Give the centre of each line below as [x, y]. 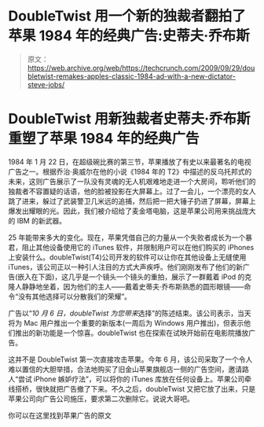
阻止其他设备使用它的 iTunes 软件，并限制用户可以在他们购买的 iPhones [138, 247]
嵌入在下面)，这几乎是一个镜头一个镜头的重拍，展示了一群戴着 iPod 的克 [135, 277]
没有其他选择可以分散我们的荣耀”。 [75, 296]
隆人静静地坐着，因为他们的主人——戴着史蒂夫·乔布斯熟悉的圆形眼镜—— [126, 286]
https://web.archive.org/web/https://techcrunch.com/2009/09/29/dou [141, 68]
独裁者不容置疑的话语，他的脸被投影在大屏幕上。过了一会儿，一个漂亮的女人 [132, 191]
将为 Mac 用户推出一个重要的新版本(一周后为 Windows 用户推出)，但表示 [126, 322]
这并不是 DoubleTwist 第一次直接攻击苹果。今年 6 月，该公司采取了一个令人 [130, 359]
